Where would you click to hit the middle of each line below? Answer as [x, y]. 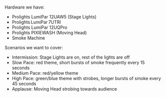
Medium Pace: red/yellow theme [45, 73]
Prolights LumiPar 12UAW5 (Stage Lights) [54, 17]
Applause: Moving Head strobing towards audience [64, 89]
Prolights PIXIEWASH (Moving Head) [49, 33]
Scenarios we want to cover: [34, 48]
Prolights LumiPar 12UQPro [40, 27]
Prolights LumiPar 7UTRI [36, 22]
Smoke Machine [28, 38]
